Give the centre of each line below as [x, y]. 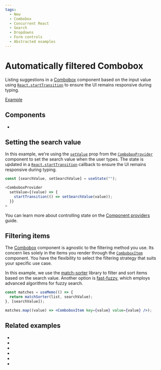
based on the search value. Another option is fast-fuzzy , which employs [78, 278]
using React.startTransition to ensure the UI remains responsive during [78, 85]
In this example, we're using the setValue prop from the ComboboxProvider [79, 154]
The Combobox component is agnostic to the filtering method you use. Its [80, 248]
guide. [11, 220]
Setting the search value [43, 142]
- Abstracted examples [33, 42]
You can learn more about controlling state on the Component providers [78, 215]
